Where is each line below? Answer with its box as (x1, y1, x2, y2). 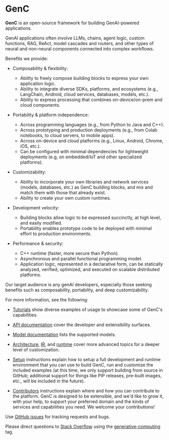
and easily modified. (20, 219, 63, 226)
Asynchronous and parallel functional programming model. (20, 255, 143, 261)
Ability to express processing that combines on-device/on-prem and (20, 97, 162, 103)
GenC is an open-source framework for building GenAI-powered (5, 20, 140, 26)
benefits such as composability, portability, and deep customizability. (5, 287, 149, 293)
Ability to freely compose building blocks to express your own (20, 75, 149, 81)
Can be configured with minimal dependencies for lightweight (20, 148, 149, 154)
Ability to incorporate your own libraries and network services (20, 179, 149, 185)
